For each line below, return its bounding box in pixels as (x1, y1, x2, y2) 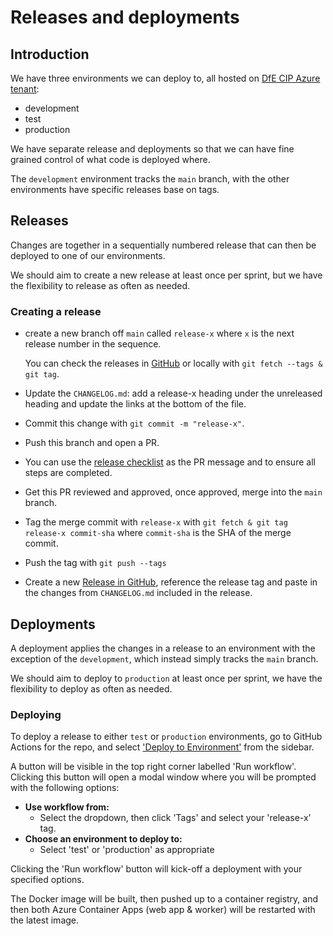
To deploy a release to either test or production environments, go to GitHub (10, 731, 323, 743)
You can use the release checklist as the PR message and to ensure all (24, 456, 316, 468)
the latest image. (10, 914, 80, 926)
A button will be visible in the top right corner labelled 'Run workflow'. (10, 761, 297, 773)
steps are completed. (24, 467, 113, 479)
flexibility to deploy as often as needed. (10, 682, 173, 695)
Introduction (10, 46, 90, 63)
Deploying (10, 707, 62, 721)
